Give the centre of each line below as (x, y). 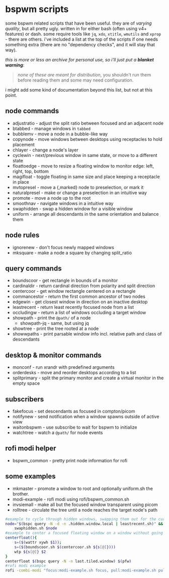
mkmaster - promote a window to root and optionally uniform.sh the (83, 488)
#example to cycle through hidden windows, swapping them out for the (81, 519)
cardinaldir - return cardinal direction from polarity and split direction (84, 286)
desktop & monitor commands (53, 355)
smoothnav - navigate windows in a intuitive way (63, 203)
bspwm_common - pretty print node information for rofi (70, 460)
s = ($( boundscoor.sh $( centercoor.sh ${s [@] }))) (65, 547)
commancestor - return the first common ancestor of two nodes (79, 297)
